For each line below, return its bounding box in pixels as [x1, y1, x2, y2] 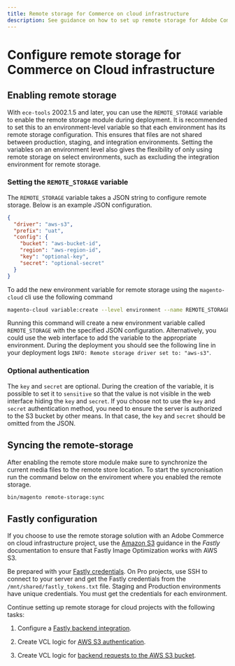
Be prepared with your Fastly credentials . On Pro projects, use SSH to [7, 567, 208, 576]
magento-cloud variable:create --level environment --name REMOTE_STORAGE [7, 306, 230, 313]
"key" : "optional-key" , [20, 253, 90, 261]
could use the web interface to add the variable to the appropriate [7, 333, 197, 342]
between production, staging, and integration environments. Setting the [7, 138, 213, 146]
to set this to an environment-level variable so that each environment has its [7, 123, 226, 131]
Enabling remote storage [7, 89, 117, 101]
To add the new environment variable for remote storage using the [7, 285, 199, 294]
